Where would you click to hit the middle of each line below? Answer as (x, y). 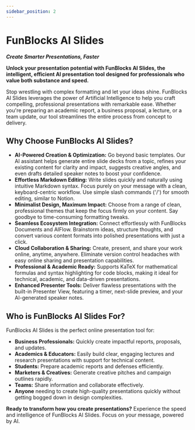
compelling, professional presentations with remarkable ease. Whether (91, 104)
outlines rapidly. (34, 379)
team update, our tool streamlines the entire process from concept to (89, 116)
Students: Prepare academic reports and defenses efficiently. (89, 366)
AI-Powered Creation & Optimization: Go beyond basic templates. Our (100, 155)
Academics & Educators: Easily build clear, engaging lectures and (94, 354)
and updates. (30, 348)
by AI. (13, 421)
